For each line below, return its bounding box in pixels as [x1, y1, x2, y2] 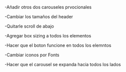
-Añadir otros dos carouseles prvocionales [4, 4, 92, 10]
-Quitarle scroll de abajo [4, 23, 54, 29]
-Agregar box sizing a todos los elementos [4, 33, 91, 38]
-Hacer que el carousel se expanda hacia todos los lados [4, 62, 121, 67]
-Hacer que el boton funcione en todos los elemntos [4, 42, 112, 48]
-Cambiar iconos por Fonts [4, 52, 60, 58]
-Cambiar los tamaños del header [4, 14, 73, 19]
